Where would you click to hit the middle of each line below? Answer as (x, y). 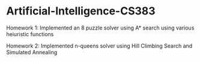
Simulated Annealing (32, 52)
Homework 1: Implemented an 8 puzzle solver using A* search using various (100, 28)
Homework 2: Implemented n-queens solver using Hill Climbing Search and (99, 46)
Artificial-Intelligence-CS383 (81, 11)
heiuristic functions (30, 34)
